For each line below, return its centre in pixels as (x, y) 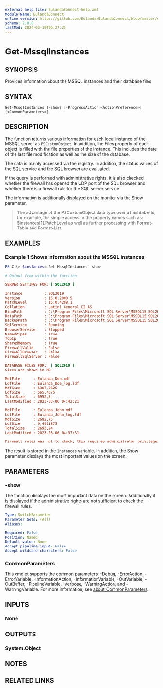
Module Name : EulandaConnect (34, 14)
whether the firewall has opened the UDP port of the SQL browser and (75, 183)
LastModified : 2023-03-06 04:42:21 (42, 402)
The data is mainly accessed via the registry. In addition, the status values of (81, 163)
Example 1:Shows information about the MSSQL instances (75, 257)
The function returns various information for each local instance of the (75, 139)
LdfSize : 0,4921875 (31, 423)
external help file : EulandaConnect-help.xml (52, 9)
